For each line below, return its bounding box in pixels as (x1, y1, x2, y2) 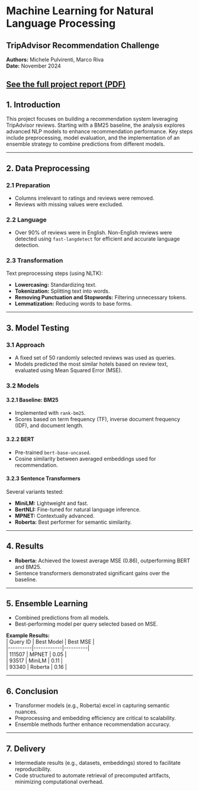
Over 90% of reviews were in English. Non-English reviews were (14, 229, 172, 236)
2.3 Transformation (6, 257, 63, 265)
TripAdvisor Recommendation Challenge (6, 40, 160, 50)
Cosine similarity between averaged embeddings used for (14, 455, 156, 462)
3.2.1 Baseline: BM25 (6, 396, 59, 403)
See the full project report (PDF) (6, 79, 126, 89)
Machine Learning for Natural (6, 4, 154, 18)
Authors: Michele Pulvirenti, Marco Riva (6, 56, 104, 63)
